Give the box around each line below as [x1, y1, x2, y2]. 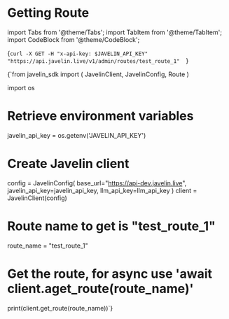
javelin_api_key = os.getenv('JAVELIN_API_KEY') [7, 131, 146, 139]
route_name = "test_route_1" [7, 241, 89, 250]
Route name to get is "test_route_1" [7, 218, 216, 234]
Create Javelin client [7, 156, 130, 172]
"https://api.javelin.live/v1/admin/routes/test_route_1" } [7, 56, 189, 64]
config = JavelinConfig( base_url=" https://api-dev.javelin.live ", [7, 178, 187, 187]
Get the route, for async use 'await [7, 266, 212, 281]
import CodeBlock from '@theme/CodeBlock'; [7, 35, 140, 43]
